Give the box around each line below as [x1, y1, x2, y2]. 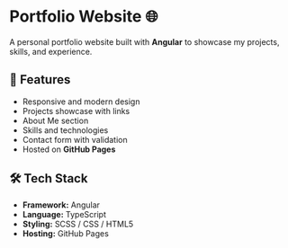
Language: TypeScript [22, 208, 106, 219]
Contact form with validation [22, 134, 128, 145]
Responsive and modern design [22, 96, 140, 107]
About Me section [22, 115, 89, 126]
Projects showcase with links [22, 105, 130, 116]
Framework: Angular [22, 199, 101, 210]
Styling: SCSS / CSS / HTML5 [22, 218, 134, 229]
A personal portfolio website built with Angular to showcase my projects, [9, 36, 280, 47]
